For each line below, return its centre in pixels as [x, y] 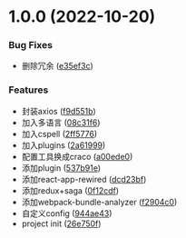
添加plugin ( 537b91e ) [61, 168]
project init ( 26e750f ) [61, 223]
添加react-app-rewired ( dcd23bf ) [84, 179]
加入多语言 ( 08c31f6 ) [61, 122]
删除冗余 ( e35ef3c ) [58, 66]
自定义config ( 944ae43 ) [67, 213]
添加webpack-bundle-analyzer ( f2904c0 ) [99, 202]
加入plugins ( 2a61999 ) [64, 145]
